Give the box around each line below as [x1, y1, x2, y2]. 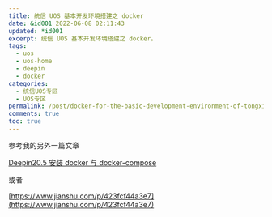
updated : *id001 [8, 27, 63, 35]
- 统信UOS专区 [15, 87, 58, 96]
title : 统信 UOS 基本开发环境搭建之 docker [8, 11, 144, 20]
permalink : [8, 102, 45, 110]
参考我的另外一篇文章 [8, 140, 79, 150]
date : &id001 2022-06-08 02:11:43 [8, 19, 125, 28]
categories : [8, 79, 49, 87]
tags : [8, 42, 27, 50]
